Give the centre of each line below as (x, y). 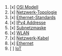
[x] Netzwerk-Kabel (29, 38)
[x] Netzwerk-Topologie (33, 12)
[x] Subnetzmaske (28, 28)
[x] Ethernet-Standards (32, 17)
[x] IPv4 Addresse (28, 22)
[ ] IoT (15, 48)
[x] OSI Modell (24, 7)
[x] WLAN (19, 33)
